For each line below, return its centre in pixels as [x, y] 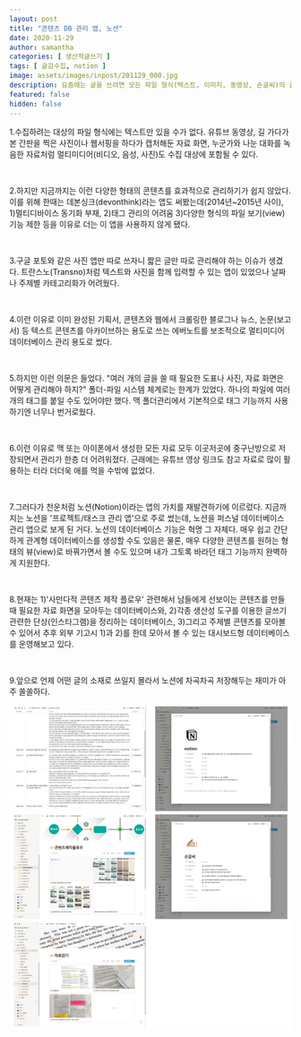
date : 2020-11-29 [42, 38]
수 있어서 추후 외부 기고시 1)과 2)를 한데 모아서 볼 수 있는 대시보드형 [127, 632]
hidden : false [36, 104]
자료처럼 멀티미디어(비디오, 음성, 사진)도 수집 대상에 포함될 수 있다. [142, 154]
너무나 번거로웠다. [64, 411]
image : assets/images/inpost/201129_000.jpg [94, 76]
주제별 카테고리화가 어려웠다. [69, 283]
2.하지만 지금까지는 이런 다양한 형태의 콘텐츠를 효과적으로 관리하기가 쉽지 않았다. [150, 190]
